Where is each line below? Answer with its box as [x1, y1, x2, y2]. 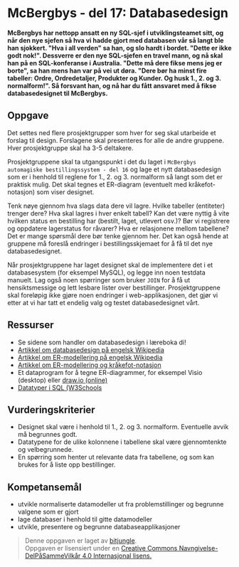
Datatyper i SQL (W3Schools [17, 383, 102, 392]
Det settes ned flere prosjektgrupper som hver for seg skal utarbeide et [7, 128, 216, 137]
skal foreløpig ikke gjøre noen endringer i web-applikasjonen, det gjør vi [7, 290, 218, 300]
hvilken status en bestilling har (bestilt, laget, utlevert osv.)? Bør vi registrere [7, 216, 230, 225]
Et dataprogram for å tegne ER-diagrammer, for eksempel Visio [17, 368, 203, 376]
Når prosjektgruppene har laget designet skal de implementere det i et [7, 260, 213, 269]
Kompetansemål [7, 481, 82, 493]
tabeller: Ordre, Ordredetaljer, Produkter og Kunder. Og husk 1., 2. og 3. [7, 73, 222, 83]
